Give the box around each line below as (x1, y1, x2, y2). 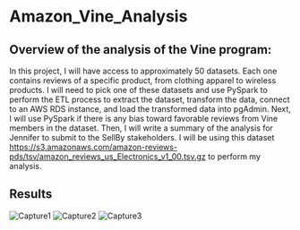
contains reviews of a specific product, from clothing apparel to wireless (9, 75, 277, 86)
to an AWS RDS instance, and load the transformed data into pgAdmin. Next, (9, 104, 291, 114)
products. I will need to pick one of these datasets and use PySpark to (9, 85, 269, 95)
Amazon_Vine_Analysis (9, 6, 188, 27)
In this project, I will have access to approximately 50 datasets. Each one (9, 65, 278, 76)
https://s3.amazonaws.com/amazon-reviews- (9, 141, 177, 152)
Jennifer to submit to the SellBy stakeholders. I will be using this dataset (9, 132, 275, 142)
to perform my (207, 151, 261, 162)
